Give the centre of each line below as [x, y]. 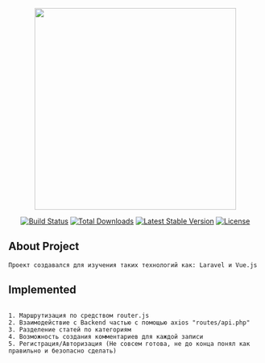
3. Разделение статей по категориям [70, 330]
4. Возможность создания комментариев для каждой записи [106, 336]
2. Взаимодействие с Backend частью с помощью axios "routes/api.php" [129, 323]
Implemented [42, 290]
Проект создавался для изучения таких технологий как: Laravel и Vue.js [133, 265]
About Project [44, 246]
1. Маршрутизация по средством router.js [79, 315]
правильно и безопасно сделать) [62, 351]
